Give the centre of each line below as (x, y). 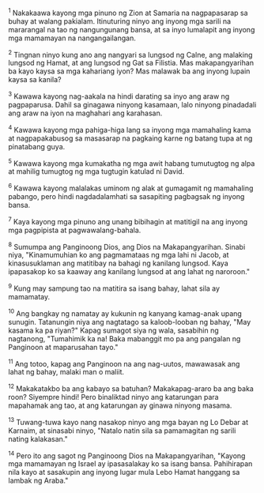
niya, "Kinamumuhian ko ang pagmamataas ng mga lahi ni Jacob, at (119, 255)
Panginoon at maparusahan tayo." (63, 347)
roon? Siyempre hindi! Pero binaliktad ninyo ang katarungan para (113, 397)
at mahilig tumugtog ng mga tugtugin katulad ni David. (96, 171)
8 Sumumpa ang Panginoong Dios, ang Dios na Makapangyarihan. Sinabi (127, 246)
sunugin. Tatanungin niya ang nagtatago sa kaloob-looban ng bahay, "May (130, 322)
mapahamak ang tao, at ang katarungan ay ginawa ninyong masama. (120, 405)
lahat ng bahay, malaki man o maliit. (66, 372)
